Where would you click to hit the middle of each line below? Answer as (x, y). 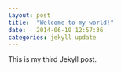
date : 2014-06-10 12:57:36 (56, 30)
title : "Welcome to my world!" (61, 23)
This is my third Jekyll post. (52, 59)
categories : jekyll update (52, 37)
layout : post (29, 15)
